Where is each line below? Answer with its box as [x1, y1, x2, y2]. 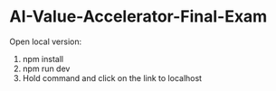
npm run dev [22, 63, 71, 74]
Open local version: [9, 36, 82, 47]
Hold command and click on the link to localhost [22, 72, 202, 83]
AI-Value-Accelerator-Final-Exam [9, 6, 268, 27]
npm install [22, 53, 64, 64]
